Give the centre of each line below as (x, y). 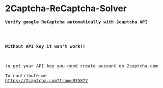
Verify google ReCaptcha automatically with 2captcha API (76, 22)
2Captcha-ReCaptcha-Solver (66, 9)
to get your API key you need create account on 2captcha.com (81, 66)
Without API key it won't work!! (45, 46)
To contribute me (26, 76)
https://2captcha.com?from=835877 (47, 80)
